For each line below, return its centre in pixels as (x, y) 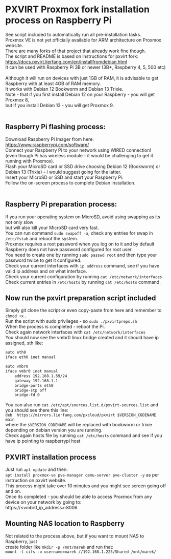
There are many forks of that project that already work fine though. (76, 51)
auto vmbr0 (17, 367)
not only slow (19, 222)
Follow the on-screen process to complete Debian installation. (70, 182)
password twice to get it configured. (43, 260)
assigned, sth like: (24, 343)
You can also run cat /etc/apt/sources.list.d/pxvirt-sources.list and (82, 405)
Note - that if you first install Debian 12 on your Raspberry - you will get (80, 94)
